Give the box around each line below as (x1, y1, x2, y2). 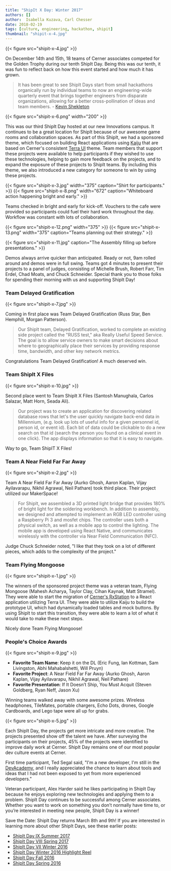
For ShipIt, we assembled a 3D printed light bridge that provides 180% (17, 500, 166, 506)
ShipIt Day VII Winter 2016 (12, 844, 68, 850)
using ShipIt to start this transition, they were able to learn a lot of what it (5, 610, 158, 616)
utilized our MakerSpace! (5, 490, 58, 497)
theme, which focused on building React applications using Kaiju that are (5, 140, 158, 146)
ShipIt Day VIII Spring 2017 (12, 838, 69, 844)
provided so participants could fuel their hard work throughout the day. (5, 209, 155, 214)
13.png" (5, 229, 22, 235)
